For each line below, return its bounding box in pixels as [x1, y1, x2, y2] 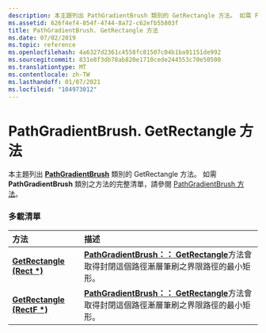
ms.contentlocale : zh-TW [8, 71, 90, 78]
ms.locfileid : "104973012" [8, 85, 97, 94]
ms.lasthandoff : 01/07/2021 [8, 78, 101, 86]
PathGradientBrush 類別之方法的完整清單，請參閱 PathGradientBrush [8, 179, 236, 189]
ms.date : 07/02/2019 [8, 33, 77, 42]
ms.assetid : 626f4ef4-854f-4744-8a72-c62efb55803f [8, 19, 179, 27]
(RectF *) [12, 304, 48, 315]
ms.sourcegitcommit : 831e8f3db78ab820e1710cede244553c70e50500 [8, 56, 222, 64]
